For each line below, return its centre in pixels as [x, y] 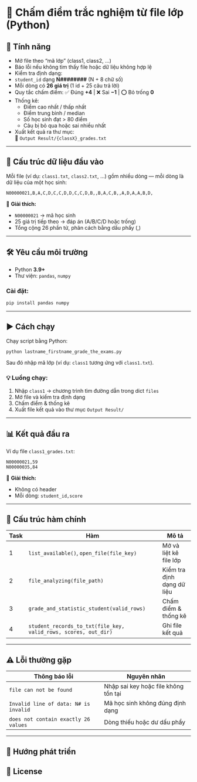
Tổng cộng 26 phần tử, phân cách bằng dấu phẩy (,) [78, 227]
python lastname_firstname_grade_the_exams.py [64, 352]
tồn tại [113, 693]
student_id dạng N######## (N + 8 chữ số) [69, 79]
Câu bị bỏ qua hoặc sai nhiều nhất [64, 125]
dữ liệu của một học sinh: [37, 182]
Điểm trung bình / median [54, 113]
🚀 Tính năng [28, 47]
